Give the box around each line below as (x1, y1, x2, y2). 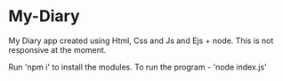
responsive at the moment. (8, 44, 107, 55)
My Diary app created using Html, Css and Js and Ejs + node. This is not (8, 35, 274, 46)
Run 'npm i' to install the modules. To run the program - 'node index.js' (8, 62, 268, 72)
